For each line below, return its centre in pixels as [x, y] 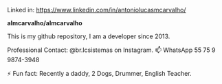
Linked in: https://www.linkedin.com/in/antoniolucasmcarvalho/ [97, 10]
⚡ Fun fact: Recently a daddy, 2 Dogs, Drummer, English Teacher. [99, 73]
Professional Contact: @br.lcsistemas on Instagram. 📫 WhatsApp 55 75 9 [111, 50]
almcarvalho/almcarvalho [45, 23]
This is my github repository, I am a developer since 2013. [89, 36]
